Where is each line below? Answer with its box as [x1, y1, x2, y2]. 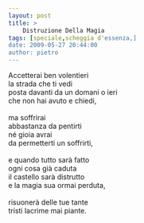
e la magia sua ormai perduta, [8, 181, 106, 190]
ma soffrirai [8, 113, 46, 122]
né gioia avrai [8, 130, 53, 139]
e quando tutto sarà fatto [8, 155, 90, 164]
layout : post [8, 11, 52, 20]
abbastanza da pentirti [8, 121, 82, 131]
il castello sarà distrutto [8, 172, 85, 182]
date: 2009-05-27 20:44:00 [8, 41, 98, 49]
